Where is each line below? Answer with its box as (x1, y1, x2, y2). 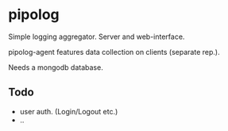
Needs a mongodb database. (8, 62, 103, 72)
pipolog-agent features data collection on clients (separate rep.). (8, 47, 220, 56)
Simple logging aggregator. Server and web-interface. (8, 32, 185, 41)
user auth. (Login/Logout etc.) (19, 106, 118, 116)
